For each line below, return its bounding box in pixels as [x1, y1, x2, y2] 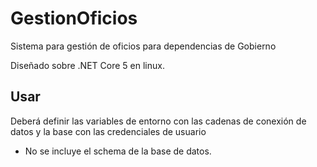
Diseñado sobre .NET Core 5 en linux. [10, 59, 165, 71]
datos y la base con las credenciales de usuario [10, 125, 207, 137]
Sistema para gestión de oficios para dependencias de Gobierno [10, 40, 277, 52]
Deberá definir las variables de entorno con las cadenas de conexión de [10, 115, 307, 127]
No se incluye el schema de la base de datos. [24, 145, 212, 157]
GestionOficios [10, 7, 138, 30]
